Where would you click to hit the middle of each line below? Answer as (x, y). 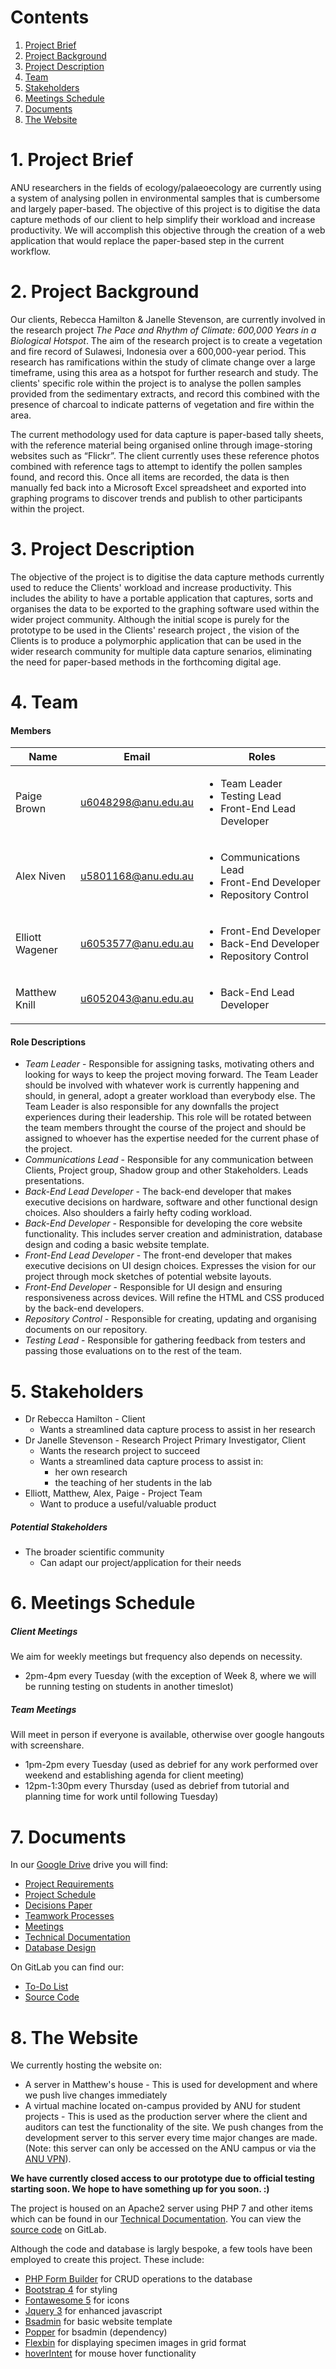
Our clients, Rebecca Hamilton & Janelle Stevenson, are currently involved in (168, 319)
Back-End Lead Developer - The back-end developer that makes (158, 1192)
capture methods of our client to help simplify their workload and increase (163, 219)
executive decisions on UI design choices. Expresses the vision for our (170, 1266)
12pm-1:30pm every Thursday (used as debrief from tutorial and (157, 1786)
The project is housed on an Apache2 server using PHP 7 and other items (161, 2208)
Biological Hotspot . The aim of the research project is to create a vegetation (166, 340)
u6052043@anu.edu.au (137, 999)
